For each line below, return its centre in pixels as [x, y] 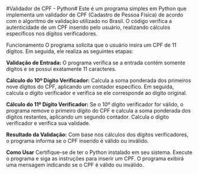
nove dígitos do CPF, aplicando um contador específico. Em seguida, [90, 87]
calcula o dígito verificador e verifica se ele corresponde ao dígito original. [97, 93]
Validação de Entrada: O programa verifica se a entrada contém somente [96, 63]
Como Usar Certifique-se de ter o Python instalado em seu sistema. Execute [99, 152]
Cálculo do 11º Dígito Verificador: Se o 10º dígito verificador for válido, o [95, 104]
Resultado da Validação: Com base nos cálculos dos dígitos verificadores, [97, 134]
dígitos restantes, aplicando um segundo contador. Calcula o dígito [88, 117]
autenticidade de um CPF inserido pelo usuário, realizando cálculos [88, 27]
